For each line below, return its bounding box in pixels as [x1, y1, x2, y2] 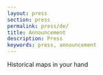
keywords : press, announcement [7, 42, 97, 48]
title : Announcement [7, 29, 67, 36]
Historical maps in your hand [7, 61, 89, 68]
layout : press [7, 10, 48, 17]
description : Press [7, 35, 63, 42]
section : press [7, 16, 51, 23]
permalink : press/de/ [7, 22, 69, 29]
